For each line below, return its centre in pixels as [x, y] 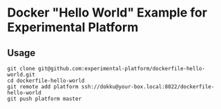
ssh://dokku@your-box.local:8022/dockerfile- [148, 87]
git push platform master [44, 99]
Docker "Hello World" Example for [107, 13]
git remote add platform [43, 87]
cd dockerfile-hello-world [46, 81]
